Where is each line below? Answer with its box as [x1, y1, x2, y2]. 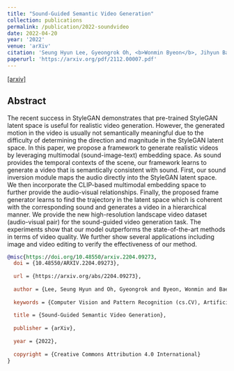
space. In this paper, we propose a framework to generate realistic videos [7, 143, 219, 152]
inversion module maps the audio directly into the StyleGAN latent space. [7, 173, 217, 182]
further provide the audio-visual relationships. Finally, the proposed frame [7, 188, 219, 196]
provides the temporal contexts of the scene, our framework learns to [7, 158, 207, 166]
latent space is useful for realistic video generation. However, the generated [7, 121, 225, 129]
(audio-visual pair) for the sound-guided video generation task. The [7, 217, 201, 226]
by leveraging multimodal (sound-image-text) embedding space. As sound [7, 151, 221, 159]
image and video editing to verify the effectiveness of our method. [7, 240, 197, 248]
